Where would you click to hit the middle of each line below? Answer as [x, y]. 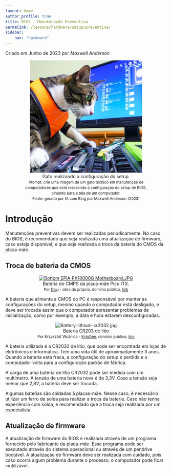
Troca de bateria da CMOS [48, 266]
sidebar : [15, 33]
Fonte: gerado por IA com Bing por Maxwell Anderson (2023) [86, 199]
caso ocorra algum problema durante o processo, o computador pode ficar [84, 460]
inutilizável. [17, 465]
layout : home [19, 11]
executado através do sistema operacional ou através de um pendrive [79, 449]
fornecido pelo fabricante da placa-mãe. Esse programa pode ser [74, 444]
